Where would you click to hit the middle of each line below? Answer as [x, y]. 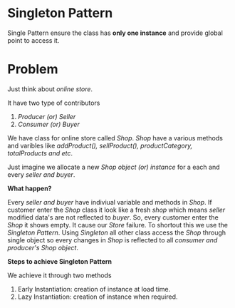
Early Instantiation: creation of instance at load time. [94, 289]
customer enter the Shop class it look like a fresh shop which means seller [116, 210]
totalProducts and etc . [40, 153]
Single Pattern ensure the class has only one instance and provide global [115, 33]
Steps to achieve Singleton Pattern [60, 261]
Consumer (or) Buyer [48, 124]
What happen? [30, 188]
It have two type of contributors [54, 103]
